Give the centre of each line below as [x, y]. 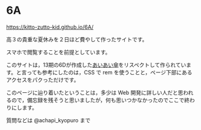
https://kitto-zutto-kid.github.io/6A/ [50, 27]
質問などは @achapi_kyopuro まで [49, 120]
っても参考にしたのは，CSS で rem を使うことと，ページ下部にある [109, 72]
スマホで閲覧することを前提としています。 [58, 52]
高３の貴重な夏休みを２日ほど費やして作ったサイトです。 [77, 39]
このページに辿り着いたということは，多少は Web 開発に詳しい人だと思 [95, 92]
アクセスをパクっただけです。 [43, 80]
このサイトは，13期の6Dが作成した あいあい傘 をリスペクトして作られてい [96, 65]
